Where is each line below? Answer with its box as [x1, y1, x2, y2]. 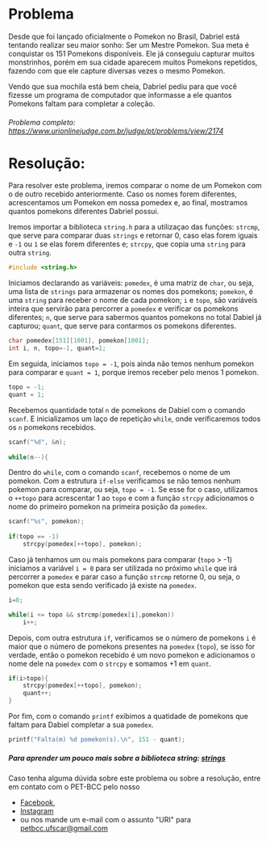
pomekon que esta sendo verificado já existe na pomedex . [8, 580, 197, 590]
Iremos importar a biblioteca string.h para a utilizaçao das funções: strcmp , [8, 222, 260, 232]
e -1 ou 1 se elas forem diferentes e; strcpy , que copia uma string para [8, 239, 246, 249]
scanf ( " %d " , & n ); [8, 438, 67, 446]
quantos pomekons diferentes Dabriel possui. [8, 207, 160, 217]
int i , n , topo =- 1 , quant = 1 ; [8, 344, 106, 352]
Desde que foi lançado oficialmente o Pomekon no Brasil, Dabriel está [8, 32, 240, 41]
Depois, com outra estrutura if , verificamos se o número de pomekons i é [8, 633, 256, 642]
